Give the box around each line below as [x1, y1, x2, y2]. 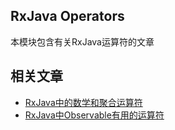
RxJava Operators [10, 8, 125, 25]
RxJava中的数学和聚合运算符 [24, 96, 143, 108]
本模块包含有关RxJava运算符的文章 [10, 35, 155, 48]
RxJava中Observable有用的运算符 [24, 109, 165, 121]
